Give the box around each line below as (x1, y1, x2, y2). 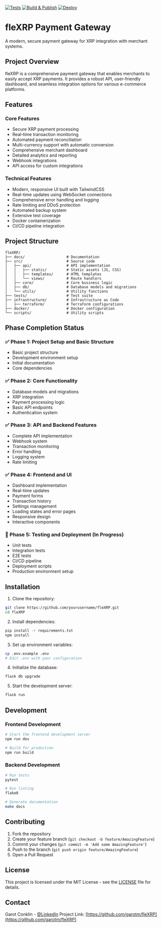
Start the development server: (12, 683, 73, 689)
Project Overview (5, 57, 59, 66)
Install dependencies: (12, 618, 56, 624)
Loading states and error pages (12, 508, 76, 514)
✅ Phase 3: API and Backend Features (5, 421, 97, 428)
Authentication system (12, 409, 58, 415)
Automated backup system (12, 207, 67, 213)
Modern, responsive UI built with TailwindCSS (12, 186, 105, 192)
